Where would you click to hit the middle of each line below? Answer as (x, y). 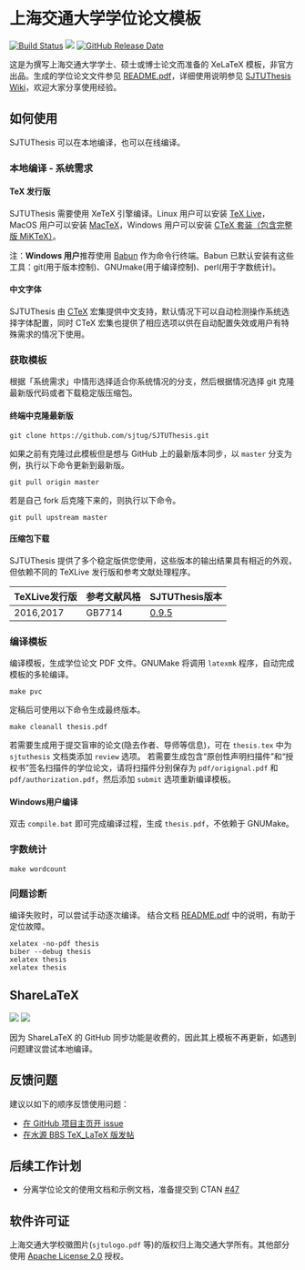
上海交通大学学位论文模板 (106, 19)
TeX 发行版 (30, 191)
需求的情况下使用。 (53, 334)
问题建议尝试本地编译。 (53, 1049)
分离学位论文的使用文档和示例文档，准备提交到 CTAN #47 (131, 1190)
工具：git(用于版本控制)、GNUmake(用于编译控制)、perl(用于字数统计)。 (145, 267)
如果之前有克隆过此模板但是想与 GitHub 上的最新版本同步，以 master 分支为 (151, 453)
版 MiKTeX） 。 (35, 236)
